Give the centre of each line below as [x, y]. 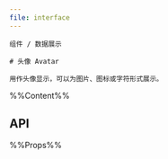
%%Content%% [40, 95]
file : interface [40, 18]
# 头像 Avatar [35, 61]
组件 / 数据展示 [35, 44]
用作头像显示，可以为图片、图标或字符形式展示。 [86, 79]
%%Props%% [36, 146]
